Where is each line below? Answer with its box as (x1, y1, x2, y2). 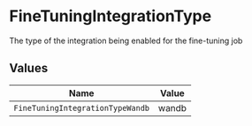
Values (9, 61, 49, 76)
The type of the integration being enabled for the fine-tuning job (9, 35, 243, 46)
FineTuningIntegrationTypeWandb (13, 103, 150, 113)
